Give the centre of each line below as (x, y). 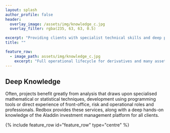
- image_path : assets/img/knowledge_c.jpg (55, 56)
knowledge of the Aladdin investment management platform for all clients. (82, 115)
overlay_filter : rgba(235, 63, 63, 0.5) (53, 29)
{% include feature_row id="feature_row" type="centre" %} (67, 125)
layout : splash (21, 10)
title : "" (16, 43)
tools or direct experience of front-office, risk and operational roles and (80, 105)
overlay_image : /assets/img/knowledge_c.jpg (57, 24)
